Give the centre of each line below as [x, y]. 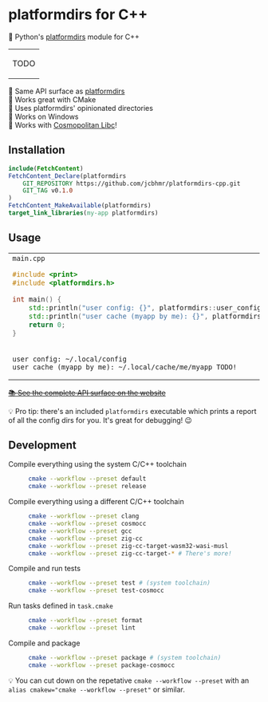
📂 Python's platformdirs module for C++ [74, 37]
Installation [37, 150]
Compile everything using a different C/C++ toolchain [97, 502]
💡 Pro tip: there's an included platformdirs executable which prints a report [132, 411]
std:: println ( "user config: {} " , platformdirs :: [122, 308]
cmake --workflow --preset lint [82, 628]
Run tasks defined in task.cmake [61, 606]
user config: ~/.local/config [70, 359]
